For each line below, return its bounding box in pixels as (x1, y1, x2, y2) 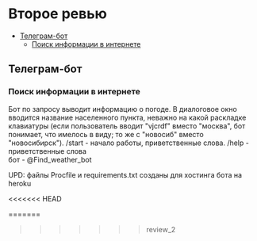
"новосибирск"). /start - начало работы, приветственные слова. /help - (8, 138, 250, 147)
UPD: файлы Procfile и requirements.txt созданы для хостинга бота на (8, 170, 243, 179)
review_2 (146, 224, 176, 234)
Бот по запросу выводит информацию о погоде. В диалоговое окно (8, 104, 238, 113)
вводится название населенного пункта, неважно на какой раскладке (8, 113, 247, 122)
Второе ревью (8, 5, 107, 23)
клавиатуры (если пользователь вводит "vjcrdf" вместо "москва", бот (8, 120, 246, 131)
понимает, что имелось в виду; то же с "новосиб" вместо (8, 129, 204, 139)
